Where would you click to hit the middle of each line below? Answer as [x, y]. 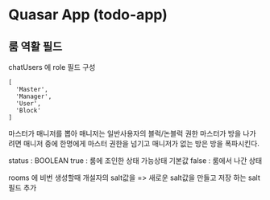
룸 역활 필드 [35, 46]
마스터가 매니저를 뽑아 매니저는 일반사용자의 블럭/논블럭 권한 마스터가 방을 [125, 133]
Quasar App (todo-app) [88, 15]
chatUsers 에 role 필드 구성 [52, 67]
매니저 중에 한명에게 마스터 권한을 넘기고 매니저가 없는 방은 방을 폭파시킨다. [141, 143]
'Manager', [34, 96]
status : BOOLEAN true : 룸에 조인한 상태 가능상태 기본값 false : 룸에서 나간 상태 [135, 161]
